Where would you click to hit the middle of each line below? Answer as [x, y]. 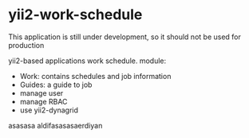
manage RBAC [43, 101]
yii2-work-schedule [75, 15]
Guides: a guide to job [56, 85]
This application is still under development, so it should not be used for [125, 37]
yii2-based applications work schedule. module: [87, 61]
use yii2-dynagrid [49, 110]
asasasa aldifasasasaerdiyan [55, 125]
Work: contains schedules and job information [95, 76]
